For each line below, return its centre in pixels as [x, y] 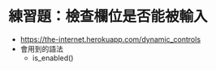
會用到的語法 [41, 48]
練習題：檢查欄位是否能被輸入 [108, 16]
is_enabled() [53, 58]
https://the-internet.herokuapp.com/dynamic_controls [110, 39]
